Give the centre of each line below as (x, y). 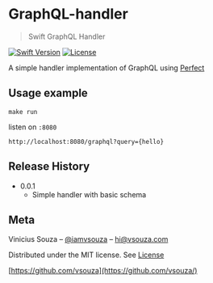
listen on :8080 (33, 127)
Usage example (48, 93)
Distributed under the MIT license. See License (86, 255)
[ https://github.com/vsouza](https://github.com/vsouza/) (103, 271)
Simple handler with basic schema (89, 194)
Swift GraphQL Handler (67, 36)
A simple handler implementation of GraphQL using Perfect (106, 68)
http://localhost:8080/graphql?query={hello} (86, 141)
